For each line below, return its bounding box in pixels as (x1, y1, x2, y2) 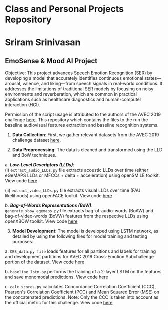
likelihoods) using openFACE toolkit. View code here (5, 193, 112, 199)
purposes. (12, 239, 34, 245)
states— (144, 75, 161, 81)
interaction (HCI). (5, 102, 41, 108)
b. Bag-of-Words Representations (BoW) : (5, 202, 93, 208)
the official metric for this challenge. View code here (5, 300, 113, 306)
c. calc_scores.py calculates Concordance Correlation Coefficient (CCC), (5, 284, 156, 290)
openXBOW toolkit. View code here (5, 218, 78, 224)
